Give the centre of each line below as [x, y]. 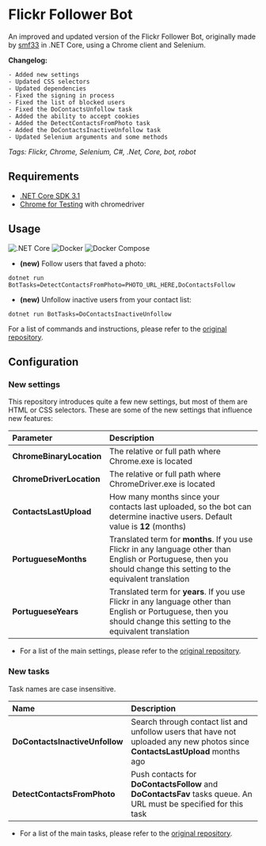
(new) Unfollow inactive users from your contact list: [105, 299]
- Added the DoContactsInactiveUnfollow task [84, 130]
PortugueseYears [46, 612]
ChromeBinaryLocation [57, 457]
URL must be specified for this [187, 803]
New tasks [29, 672]
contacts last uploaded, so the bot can [180, 506]
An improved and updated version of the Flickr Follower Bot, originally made [132, 36]
